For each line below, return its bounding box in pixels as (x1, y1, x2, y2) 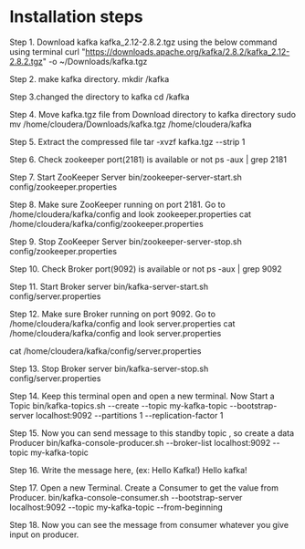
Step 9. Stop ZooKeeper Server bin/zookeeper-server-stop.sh (9, 235, 242, 247)
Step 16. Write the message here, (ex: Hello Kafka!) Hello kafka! (9, 464, 248, 475)
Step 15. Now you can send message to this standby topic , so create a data (9, 427, 295, 439)
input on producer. (9, 529, 79, 540)
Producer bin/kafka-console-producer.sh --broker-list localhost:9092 (9, 437, 271, 448)
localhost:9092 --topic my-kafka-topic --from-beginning (9, 502, 224, 513)
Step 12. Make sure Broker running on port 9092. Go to (9, 308, 216, 319)
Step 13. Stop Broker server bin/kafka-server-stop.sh (9, 363, 209, 374)
